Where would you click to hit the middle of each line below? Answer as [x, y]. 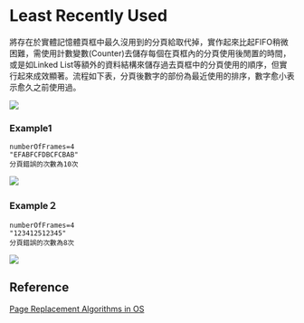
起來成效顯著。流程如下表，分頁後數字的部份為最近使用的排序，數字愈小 [152, 76]
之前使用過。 [57, 87]
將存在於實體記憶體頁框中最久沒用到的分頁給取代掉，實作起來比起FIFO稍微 [149, 42]
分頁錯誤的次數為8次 [42, 242]
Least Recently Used [89, 16]
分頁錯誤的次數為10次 [44, 165]
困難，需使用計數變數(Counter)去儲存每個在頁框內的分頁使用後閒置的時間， [150, 53]
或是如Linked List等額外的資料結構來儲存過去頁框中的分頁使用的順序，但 [144, 64]
